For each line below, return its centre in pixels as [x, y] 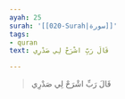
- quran [24, 42]
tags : [19, 34]
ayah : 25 [25, 17]
